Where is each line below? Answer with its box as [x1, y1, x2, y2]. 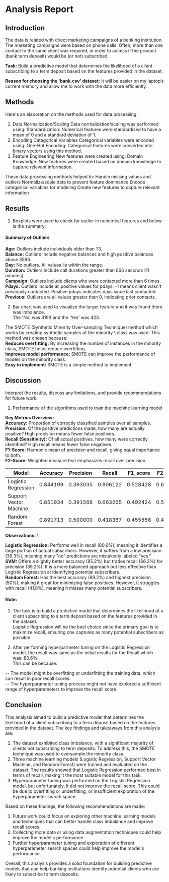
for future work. [5, 395, 38, 401]
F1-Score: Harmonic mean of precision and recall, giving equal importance [5, 447, 160, 453]
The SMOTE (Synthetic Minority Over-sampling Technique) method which [5, 324, 158, 330]
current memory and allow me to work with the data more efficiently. [5, 83, 147, 89]
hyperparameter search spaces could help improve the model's [12, 845, 144, 851]
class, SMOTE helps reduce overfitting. [5, 345, 87, 351]
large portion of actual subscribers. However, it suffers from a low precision [5, 547, 162, 553]
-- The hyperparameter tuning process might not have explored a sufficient [5, 680, 161, 686]
